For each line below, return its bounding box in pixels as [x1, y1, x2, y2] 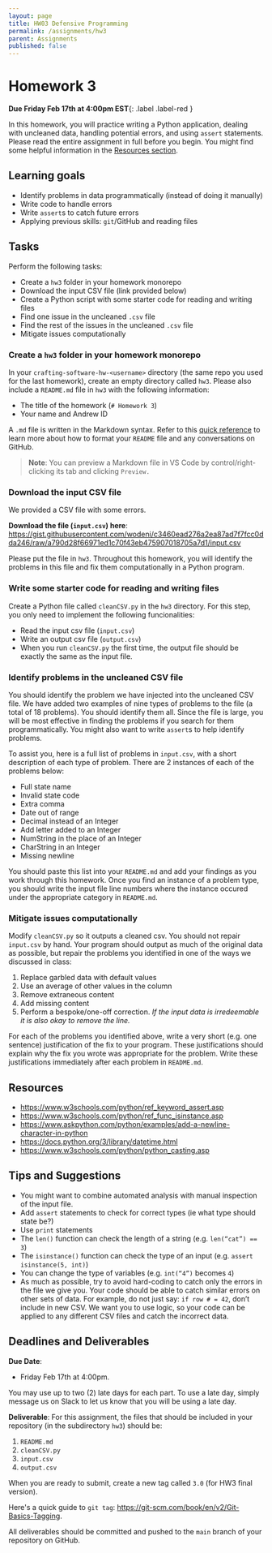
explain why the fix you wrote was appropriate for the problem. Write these [8, 1048, 258, 1059]
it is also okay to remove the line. [19, 1016, 131, 1026]
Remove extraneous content [19, 990, 115, 1000]
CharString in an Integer [19, 841, 100, 852]
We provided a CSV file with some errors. [8, 505, 147, 515]
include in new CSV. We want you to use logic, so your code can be [19, 1302, 245, 1312]
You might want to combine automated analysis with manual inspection [19, 1190, 257, 1200]
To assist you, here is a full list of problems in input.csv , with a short [8, 748, 237, 759]
